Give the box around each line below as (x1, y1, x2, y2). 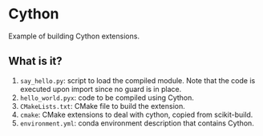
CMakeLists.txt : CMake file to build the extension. (19, 101, 186, 110)
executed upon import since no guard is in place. (19, 84, 182, 94)
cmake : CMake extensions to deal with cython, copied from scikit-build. (19, 110, 253, 119)
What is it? (8, 54, 63, 68)
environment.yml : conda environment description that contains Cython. (19, 118, 254, 128)
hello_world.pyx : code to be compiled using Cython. (19, 93, 195, 102)
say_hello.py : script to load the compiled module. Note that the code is (19, 75, 256, 85)
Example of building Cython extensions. (8, 31, 140, 41)
